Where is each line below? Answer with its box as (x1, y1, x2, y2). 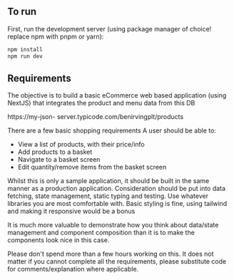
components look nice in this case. (7, 236, 110, 244)
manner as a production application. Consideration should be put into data (7, 185, 226, 193)
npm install (7, 46, 43, 53)
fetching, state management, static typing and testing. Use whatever (7, 192, 209, 200)
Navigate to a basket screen (17, 155, 101, 164)
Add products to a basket (17, 147, 93, 156)
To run (7, 6, 37, 18)
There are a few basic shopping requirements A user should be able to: (7, 126, 216, 135)
